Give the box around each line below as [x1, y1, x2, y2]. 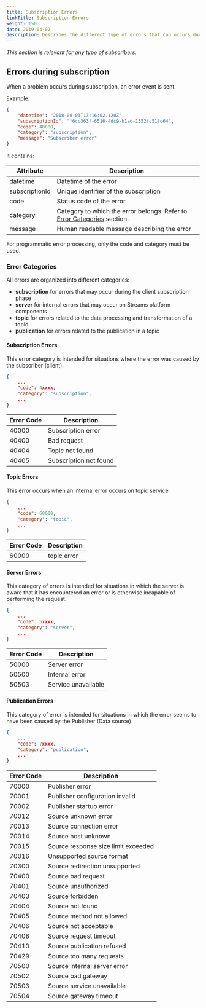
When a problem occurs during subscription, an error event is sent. [6, 82, 176, 90]
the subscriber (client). [6, 361, 64, 369]
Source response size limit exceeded [48, 842, 154, 851]
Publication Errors [6, 697, 54, 704]
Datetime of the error [56, 177, 118, 186]
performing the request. [6, 596, 67, 603]
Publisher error [48, 782, 91, 790]
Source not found [48, 902, 98, 910]
